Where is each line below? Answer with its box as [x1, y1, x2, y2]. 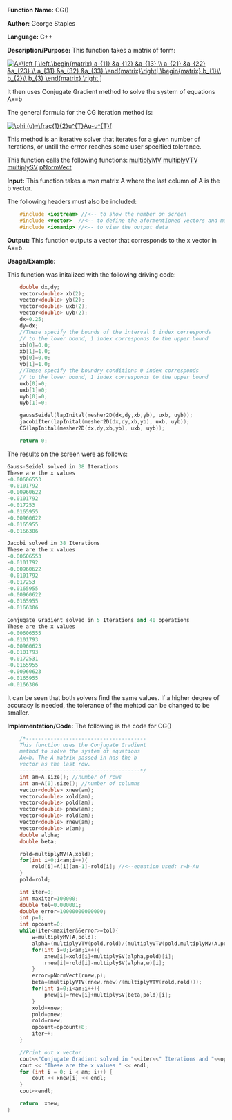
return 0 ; [19, 437, 48, 444]
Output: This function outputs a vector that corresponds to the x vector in [7, 236, 217, 244]
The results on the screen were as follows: [7, 450, 128, 458]
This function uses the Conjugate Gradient [19, 742, 147, 749]
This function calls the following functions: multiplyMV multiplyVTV [7, 156, 198, 164]
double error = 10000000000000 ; [19, 908, 107, 915]
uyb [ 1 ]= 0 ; [19, 399, 48, 407]
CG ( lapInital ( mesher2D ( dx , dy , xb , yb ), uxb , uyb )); [19, 425, 166, 432]
